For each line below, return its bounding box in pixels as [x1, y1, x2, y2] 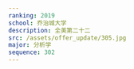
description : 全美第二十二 [8, 26, 91, 34]
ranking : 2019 [8, 11, 56, 20]
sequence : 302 [8, 48, 56, 56]
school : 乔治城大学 [8, 19, 67, 27]
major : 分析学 [8, 41, 52, 49]
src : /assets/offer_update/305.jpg [8, 33, 127, 42]
